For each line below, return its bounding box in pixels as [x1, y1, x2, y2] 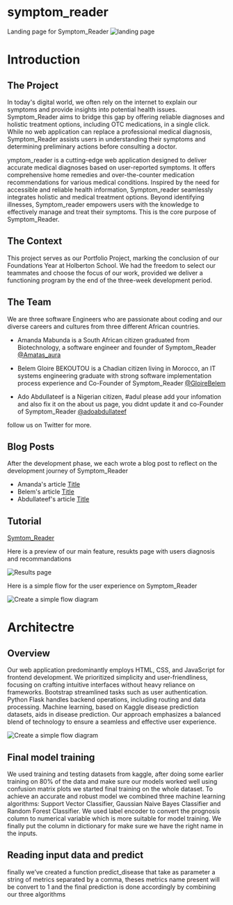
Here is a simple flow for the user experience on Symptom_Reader [7, 581, 198, 590]
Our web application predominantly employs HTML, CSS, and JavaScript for [7, 666, 225, 674]
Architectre [7, 620, 74, 635]
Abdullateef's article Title [17, 495, 90, 503]
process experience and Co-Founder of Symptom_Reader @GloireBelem [17, 379, 226, 387]
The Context [7, 235, 63, 248]
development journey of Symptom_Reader [7, 466, 129, 475]
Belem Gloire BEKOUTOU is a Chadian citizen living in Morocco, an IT [17, 364, 216, 372]
